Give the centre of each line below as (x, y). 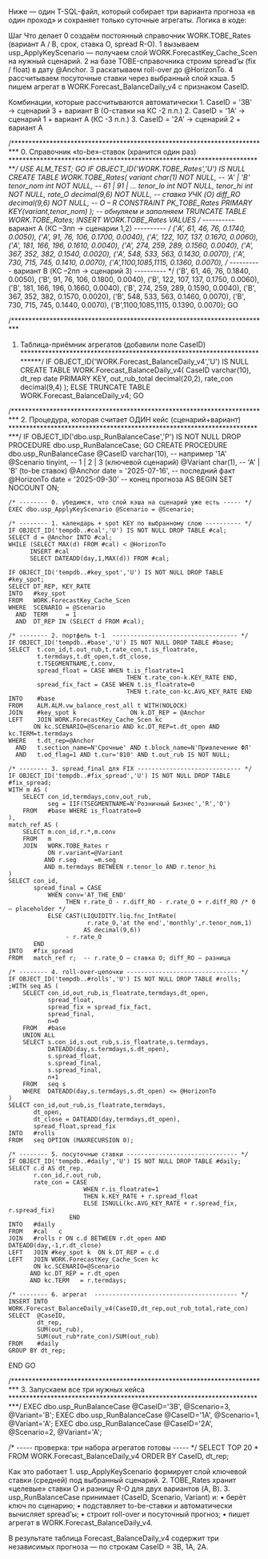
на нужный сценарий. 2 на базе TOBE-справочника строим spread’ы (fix (132, 61)
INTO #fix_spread (41, 951)
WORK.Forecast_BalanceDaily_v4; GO (82, 395)
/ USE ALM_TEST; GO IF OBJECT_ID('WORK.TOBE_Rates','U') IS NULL (131, 169)
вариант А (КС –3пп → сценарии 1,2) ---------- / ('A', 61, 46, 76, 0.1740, (127, 228)
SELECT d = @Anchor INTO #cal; (60, 538)
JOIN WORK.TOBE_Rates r (66, 846)
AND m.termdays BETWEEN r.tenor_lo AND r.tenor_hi (130, 867)
